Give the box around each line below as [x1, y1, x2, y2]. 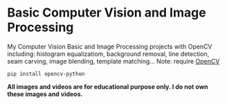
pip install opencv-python [7, 70, 85, 77]
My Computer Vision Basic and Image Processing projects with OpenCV [7, 42, 212, 50]
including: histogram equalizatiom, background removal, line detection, [7, 50, 210, 58]
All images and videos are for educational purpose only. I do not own [7, 82, 209, 90]
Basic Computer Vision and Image [7, 5, 206, 21]
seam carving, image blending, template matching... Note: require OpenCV [7, 57, 220, 65]
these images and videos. [7, 90, 83, 98]
